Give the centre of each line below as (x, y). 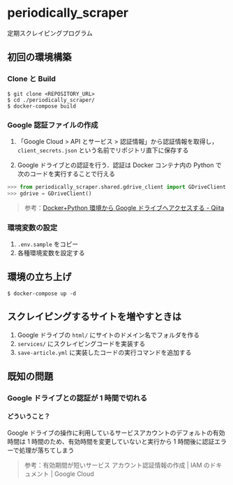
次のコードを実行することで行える (66, 173)
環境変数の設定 (32, 227)
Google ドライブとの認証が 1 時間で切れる (77, 398)
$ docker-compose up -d (42, 294)
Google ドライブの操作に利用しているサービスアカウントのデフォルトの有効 (116, 433)
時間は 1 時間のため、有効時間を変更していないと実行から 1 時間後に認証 (111, 442)
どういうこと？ (29, 416)
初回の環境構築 (39, 57)
